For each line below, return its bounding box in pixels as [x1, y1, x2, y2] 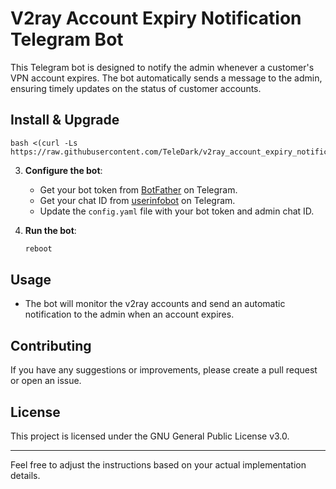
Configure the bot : [24, 164, 103, 176]
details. [10, 470, 41, 482]
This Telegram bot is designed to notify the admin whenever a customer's [10, 61, 315, 73]
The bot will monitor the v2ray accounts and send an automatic [24, 298, 286, 310]
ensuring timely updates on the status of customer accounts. [10, 82, 262, 94]
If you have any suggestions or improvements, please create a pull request [10, 364, 318, 376]
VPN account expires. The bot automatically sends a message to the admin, [10, 72, 323, 84]
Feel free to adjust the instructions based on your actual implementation [10, 459, 307, 471]
